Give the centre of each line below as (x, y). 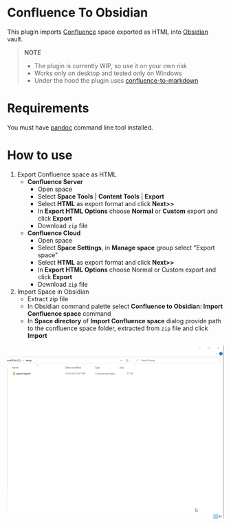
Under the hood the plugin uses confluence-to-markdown (116, 80)
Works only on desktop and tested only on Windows (108, 73)
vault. (15, 39)
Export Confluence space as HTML (67, 174)
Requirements (48, 109)
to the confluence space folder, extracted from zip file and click (118, 328)
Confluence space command (69, 313)
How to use (40, 155)
